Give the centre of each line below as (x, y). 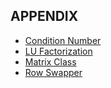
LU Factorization (58, 51)
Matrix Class (50, 61)
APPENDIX (44, 16)
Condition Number (63, 40)
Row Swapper (53, 72)
